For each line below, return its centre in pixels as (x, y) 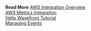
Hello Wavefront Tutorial (31, 18)
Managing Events (24, 23)
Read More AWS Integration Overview (45, 7)
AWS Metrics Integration (31, 12)
